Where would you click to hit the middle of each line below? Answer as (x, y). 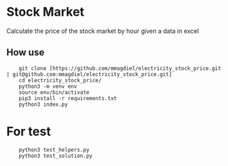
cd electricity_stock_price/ (60, 80)
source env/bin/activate (54, 92)
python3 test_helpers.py (54, 150)
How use (26, 52)
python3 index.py (43, 104)
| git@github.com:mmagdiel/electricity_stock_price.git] (89, 74)
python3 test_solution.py (56, 156)
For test (29, 131)
